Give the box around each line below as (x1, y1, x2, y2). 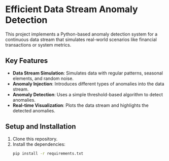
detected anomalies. (12, 107, 56, 113)
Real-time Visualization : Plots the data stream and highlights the (12, 102, 149, 108)
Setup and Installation (5, 123, 76, 131)
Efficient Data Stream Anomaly (5, 4, 138, 15)
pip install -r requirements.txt (12, 151, 84, 156)
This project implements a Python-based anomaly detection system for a (5, 31, 158, 37)
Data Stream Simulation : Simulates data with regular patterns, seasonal (12, 70, 163, 76)
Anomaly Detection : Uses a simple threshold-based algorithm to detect (12, 91, 163, 97)
